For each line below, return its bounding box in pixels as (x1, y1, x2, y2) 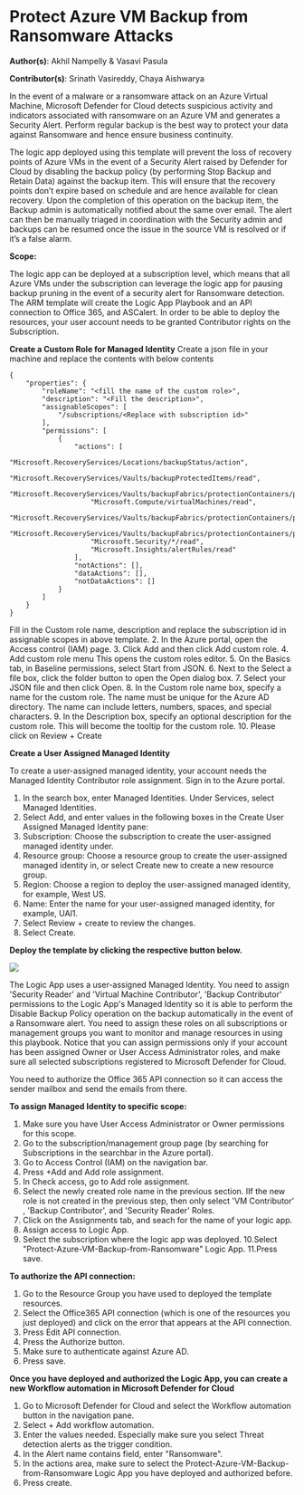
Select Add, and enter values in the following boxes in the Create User (22, 811, 285, 822)
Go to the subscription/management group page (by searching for (22, 1137, 269, 1148)
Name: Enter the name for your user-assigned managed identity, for (22, 898, 276, 909)
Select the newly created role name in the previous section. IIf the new (22, 1185, 286, 1196)
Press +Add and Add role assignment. (22, 1166, 165, 1177)
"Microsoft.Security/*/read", (90, 537, 204, 546)
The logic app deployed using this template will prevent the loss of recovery (9, 147, 292, 158)
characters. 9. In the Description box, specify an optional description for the (9, 711, 292, 722)
